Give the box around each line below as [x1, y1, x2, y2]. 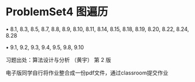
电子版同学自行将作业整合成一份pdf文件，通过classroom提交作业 [5, 69, 169, 76]
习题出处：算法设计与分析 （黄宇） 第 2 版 [5, 56, 112, 63]
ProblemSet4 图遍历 [5, 5, 108, 19]
